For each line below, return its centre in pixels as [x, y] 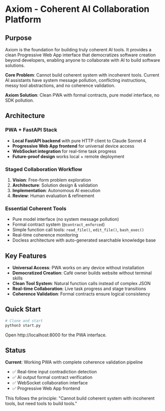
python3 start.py [23, 325]
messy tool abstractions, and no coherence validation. [60, 85]
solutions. [15, 65]
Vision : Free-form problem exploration [52, 180]
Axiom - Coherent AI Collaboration [77, 9]
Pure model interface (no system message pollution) [66, 219]
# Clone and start [24, 321]
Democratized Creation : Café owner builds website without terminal [82, 273]
